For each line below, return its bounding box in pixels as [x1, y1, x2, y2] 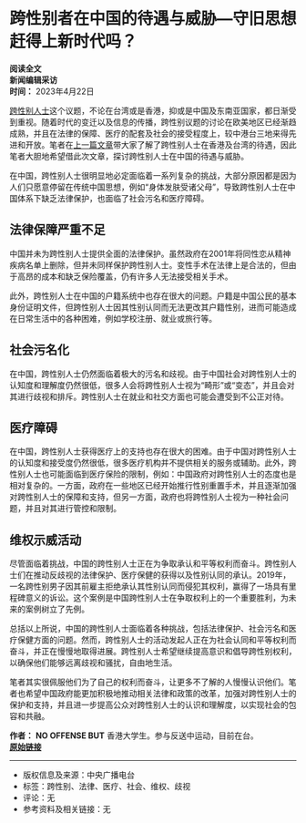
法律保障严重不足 [9, 222, 106, 238]
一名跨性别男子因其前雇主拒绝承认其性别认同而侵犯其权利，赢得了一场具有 [9, 581, 289, 592]
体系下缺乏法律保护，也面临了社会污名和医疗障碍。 [16, 192, 209, 203]
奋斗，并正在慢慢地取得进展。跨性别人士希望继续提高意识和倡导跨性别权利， [9, 646, 297, 657]
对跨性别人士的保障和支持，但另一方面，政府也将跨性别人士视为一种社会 [9, 491, 280, 502]
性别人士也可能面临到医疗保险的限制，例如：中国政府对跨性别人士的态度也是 [9, 468, 297, 479]
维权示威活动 [9, 532, 82, 548]
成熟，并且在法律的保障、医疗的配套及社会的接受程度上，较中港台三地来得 [9, 128, 289, 139]
